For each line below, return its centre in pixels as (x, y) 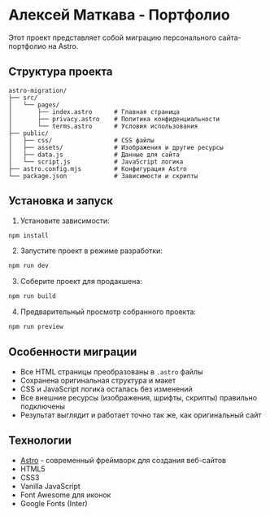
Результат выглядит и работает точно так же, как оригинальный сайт (141, 415)
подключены (43, 406)
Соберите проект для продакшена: (81, 282)
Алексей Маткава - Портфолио (119, 15)
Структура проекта (61, 72)
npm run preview (36, 327)
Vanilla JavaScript (50, 486)
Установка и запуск (61, 201)
